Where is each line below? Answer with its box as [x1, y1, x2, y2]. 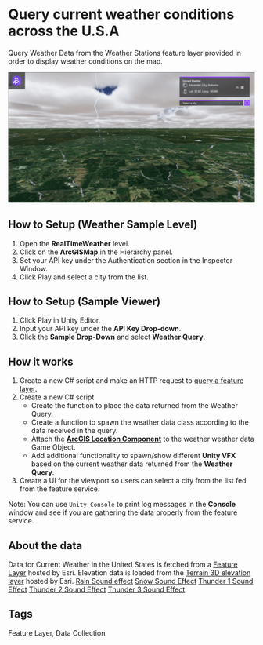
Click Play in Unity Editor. [19, 315, 101, 325]
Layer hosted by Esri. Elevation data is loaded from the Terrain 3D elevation [8, 567, 251, 578]
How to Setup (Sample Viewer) [8, 294, 161, 308]
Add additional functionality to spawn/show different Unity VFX [31, 451, 236, 461]
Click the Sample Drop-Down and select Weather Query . [19, 332, 206, 342]
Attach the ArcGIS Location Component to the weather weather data [31, 434, 254, 444]
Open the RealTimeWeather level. [19, 239, 131, 248]
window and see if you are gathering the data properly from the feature [8, 508, 238, 517]
